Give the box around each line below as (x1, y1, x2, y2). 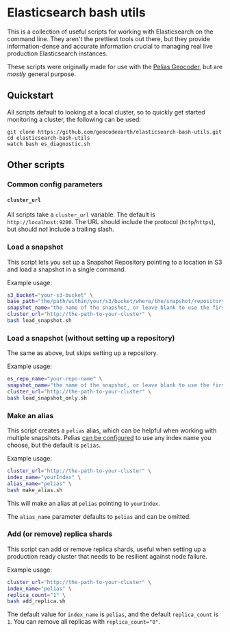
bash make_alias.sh (7, 487, 63, 494)
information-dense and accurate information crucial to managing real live (7, 42, 214, 50)
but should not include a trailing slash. (7, 225, 114, 234)
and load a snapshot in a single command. (7, 265, 127, 274)
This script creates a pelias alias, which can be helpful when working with (7, 426, 217, 435)
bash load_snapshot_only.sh (7, 394, 88, 402)
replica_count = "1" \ (7, 592, 66, 598)
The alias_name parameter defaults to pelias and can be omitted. (7, 512, 192, 520)
